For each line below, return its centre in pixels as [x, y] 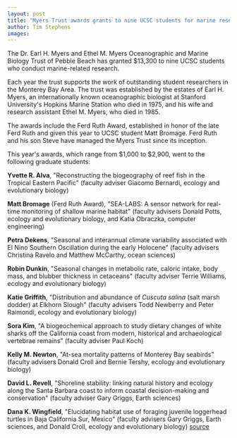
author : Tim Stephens [39, 27]
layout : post [26, 14]
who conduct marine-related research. [63, 68]
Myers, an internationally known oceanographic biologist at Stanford [107, 97]
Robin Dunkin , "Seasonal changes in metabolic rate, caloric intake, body [113, 269]
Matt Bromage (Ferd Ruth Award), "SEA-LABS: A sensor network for [107, 204]
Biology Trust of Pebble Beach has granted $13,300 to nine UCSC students [116, 61]
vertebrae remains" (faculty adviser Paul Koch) [75, 341]
